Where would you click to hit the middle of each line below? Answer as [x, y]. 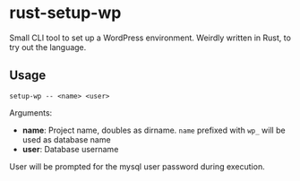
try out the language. [48, 47]
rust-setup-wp [65, 13]
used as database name [66, 139]
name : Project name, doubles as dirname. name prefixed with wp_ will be [154, 130]
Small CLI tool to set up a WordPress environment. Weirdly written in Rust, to [150, 38]
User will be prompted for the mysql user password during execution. [137, 166]
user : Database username [70, 149]
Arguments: [31, 112]
